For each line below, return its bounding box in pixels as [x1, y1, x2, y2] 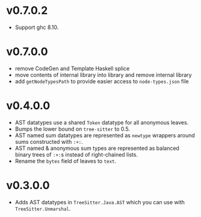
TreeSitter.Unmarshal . [14, 205, 71, 212]
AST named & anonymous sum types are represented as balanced [14, 144, 179, 152]
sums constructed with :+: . [14, 138, 83, 145]
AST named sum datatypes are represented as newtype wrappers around [14, 131, 196, 139]
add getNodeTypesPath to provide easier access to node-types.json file [14, 77, 189, 85]
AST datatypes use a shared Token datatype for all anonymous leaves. [14, 118, 189, 126]
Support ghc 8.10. [14, 24, 59, 31]
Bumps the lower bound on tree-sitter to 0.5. [14, 125, 131, 132]
